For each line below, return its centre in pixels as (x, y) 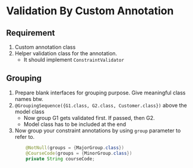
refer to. (25, 137)
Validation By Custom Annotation (90, 11)
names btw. (29, 99)
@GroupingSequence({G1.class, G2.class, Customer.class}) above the (101, 105)
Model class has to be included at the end (75, 124)
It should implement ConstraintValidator (74, 60)
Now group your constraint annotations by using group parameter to (98, 130)
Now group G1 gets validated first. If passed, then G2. (89, 118)
